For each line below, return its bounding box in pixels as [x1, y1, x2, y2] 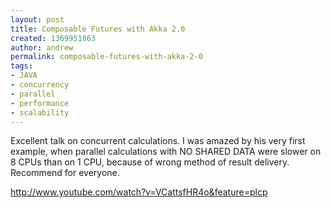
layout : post [10, 14, 65, 25]
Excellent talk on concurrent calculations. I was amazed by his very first [10, 135, 306, 147]
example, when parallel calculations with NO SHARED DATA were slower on [10, 146, 322, 158]
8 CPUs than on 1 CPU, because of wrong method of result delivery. [10, 156, 290, 168]
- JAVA [10, 71, 38, 81]
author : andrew [10, 42, 74, 53]
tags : [10, 61, 33, 71]
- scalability [10, 107, 70, 118]
